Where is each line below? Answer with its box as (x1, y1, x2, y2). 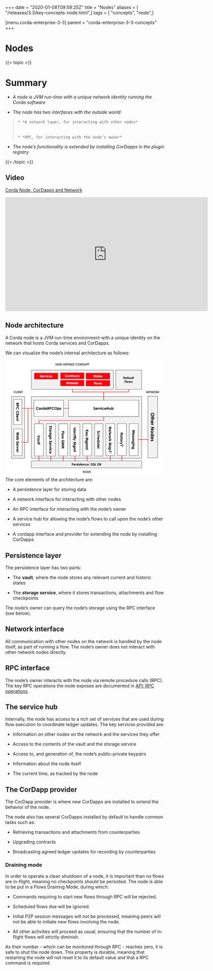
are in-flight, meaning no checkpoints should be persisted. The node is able (5, 878, 163, 884)
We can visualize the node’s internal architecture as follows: (5, 350, 130, 356)
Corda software (12, 99, 46, 105)
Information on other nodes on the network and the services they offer (12, 731, 160, 737)
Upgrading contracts (12, 839, 56, 845)
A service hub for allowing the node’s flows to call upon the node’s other (12, 516, 163, 522)
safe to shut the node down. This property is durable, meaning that (5, 949, 145, 955)
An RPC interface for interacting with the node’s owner (12, 506, 126, 512)
